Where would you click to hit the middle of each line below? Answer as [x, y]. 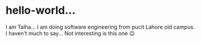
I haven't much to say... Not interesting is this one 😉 [70, 33]
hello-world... [41, 10]
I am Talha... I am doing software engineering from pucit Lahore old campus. [100, 27]
